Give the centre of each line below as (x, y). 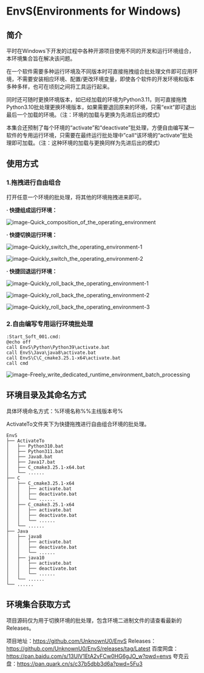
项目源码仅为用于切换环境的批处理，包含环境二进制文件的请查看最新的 (94, 620)
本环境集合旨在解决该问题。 (41, 58)
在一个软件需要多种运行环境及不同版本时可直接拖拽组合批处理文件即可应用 (99, 71)
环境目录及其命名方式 (46, 395)
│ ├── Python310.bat (35, 446)
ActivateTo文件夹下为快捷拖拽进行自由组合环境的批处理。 (78, 424)
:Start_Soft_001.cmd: (34, 336)
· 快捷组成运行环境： (32, 210)
